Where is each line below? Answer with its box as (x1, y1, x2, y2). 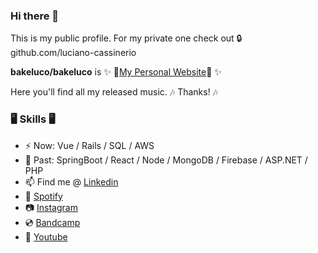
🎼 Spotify (24, 190, 63, 202)
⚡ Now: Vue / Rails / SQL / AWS (24, 139, 155, 151)
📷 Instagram (24, 201, 78, 213)
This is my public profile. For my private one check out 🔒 (10, 32, 243, 44)
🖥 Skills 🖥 (10, 112, 56, 126)
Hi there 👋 (10, 9, 60, 23)
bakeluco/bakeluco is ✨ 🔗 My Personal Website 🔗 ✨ (10, 66, 222, 78)
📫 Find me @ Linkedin (24, 175, 119, 188)
